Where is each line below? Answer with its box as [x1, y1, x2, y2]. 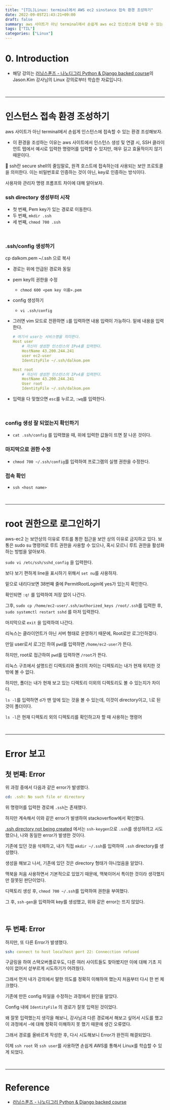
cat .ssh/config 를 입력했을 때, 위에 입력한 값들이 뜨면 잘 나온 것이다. [12, 432, 152, 438]
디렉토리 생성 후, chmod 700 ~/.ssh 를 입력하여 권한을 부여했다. [5, 888, 129, 894]
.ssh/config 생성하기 [5, 243, 55, 250]
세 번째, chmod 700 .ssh [12, 219, 61, 225]
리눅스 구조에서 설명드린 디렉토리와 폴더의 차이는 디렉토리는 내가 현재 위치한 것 [5, 662, 161, 668]
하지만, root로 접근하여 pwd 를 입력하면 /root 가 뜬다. [5, 652, 107, 658]
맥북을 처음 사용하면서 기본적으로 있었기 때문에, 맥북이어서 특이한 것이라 [5, 871, 147, 877]
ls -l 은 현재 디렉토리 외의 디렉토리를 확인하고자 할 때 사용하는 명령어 [5, 713, 142, 720]
